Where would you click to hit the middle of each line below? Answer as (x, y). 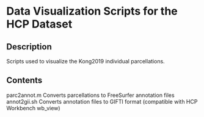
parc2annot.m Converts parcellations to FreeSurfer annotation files (91, 95)
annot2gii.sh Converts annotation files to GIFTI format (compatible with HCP (102, 101)
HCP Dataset (39, 24)
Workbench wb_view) (33, 108)
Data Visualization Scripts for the (92, 11)
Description (29, 47)
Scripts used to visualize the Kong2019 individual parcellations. (86, 61)
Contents (24, 80)
